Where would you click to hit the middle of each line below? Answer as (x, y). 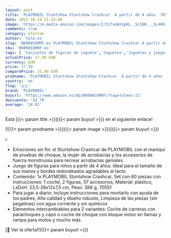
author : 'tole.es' (25, 39)
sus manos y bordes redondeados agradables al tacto (69, 171)
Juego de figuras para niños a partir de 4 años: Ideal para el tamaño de (87, 166)
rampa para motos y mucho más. (47, 220)
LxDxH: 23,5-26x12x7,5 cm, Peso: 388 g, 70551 (62, 188)
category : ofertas (25, 34)
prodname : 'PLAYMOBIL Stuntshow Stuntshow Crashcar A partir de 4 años (84, 76)
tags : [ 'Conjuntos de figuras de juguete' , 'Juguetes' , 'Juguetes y (78, 52)
